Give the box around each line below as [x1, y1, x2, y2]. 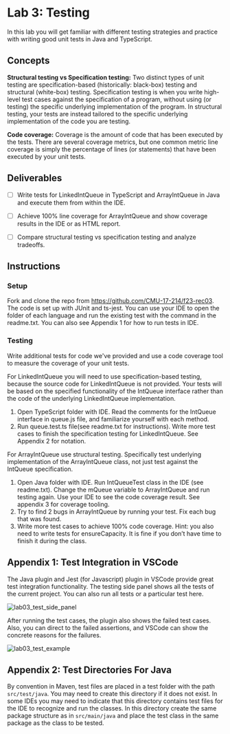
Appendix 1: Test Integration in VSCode [7, 556, 179, 569]
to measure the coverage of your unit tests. [7, 359, 129, 367]
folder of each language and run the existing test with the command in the [7, 311, 217, 319]
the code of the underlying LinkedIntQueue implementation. [7, 394, 176, 402]
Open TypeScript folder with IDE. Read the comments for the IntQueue [16, 408, 216, 416]
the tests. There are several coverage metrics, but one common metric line [7, 138, 218, 146]
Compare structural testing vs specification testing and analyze [16, 233, 197, 241]
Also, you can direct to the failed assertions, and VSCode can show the [7, 623, 209, 631]
